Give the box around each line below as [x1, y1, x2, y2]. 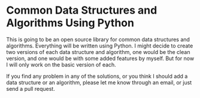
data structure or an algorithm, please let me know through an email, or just [6, 78, 192, 86]
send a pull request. [6, 85, 55, 92]
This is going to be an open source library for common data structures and [6, 36, 190, 43]
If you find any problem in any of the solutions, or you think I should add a [6, 72, 188, 80]
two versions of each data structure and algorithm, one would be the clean [6, 48, 190, 55]
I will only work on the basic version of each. [6, 61, 117, 68]
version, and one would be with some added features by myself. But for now [6, 55, 195, 62]
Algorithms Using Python [6, 16, 135, 30]
